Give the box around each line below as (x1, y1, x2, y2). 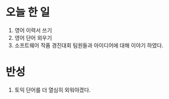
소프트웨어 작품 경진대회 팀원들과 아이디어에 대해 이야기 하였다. (14, 42, 164, 49)
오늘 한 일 (5, 5, 50, 19)
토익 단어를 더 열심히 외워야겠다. (14, 86, 91, 94)
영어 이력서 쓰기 (14, 27, 52, 34)
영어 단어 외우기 (14, 34, 52, 41)
